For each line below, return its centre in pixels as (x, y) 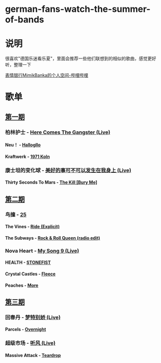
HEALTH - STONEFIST (28, 262)
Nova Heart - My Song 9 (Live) (42, 251)
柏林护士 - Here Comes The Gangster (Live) (58, 132)
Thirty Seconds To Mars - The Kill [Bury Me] (51, 182)
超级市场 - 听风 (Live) (30, 343)
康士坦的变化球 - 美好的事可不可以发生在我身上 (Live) (68, 170)
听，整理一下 (18, 65)
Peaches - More (22, 285)
